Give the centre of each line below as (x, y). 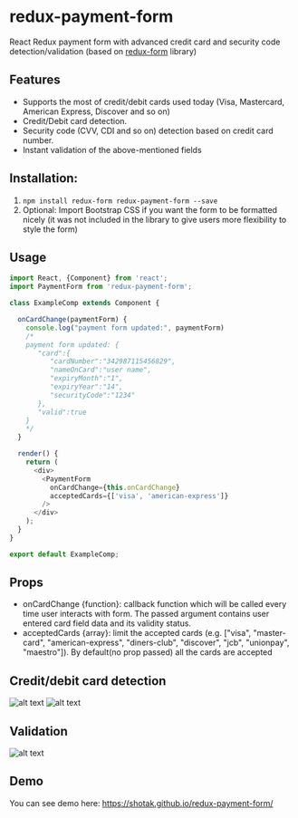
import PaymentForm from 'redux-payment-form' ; (101, 287)
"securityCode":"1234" (92, 395)
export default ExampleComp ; (64, 554)
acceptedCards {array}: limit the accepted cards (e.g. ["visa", (137, 633)
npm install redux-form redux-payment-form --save (120, 201)
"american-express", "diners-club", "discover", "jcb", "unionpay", (168, 643)
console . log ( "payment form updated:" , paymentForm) (125, 328)
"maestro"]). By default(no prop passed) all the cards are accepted (148, 652)
